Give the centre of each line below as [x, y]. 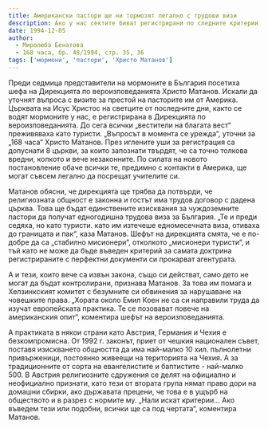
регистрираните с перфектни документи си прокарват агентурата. [122, 259]
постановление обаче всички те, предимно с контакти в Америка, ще [128, 167]
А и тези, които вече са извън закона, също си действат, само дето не [128, 274]
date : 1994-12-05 [37, 30]
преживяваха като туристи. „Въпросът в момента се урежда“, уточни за [132, 133]
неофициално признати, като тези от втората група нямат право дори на [132, 383]
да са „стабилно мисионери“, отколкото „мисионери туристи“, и [140, 242]
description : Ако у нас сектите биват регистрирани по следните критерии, [135, 23]
